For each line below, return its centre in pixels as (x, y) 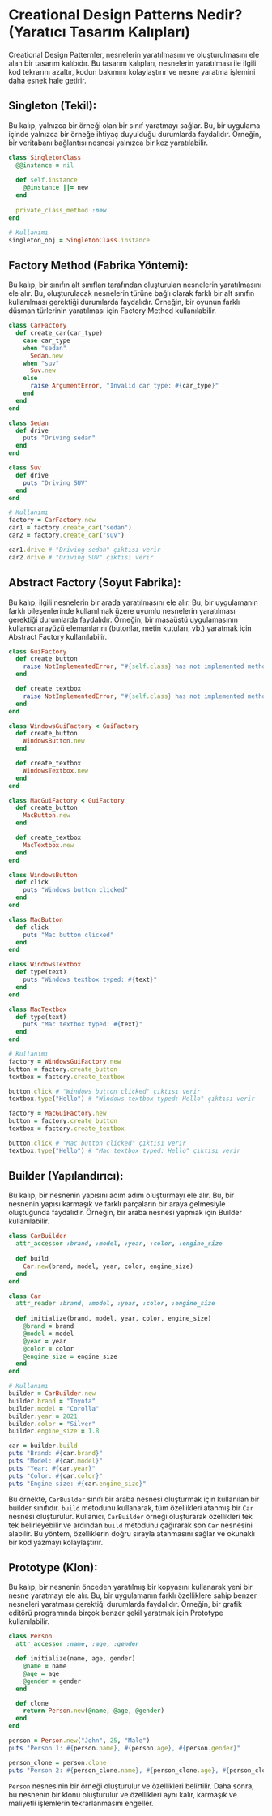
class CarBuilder (38, 1236)
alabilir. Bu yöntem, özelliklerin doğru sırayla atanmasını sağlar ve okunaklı (132, 1533)
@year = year (45, 1341)
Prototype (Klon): (53, 1568)
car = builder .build (43, 1446)
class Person (30, 1636)
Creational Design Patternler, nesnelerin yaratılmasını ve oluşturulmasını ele (134, 54)
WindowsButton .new (54, 741)
